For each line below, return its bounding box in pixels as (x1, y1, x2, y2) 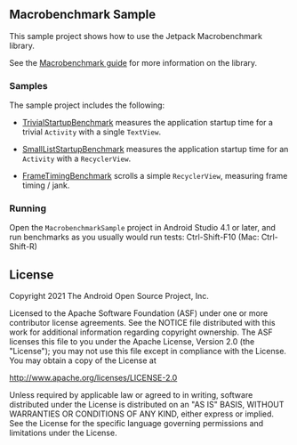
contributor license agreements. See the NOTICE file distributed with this (9, 318, 276, 328)
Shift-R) (9, 241, 38, 252)
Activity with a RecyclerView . (21, 153, 132, 164)
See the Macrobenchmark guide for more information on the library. (9, 57, 258, 68)
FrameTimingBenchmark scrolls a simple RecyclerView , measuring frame (21, 171, 288, 182)
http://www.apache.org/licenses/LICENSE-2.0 (9, 373, 178, 384)
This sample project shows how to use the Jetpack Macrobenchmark (9, 30, 263, 41)
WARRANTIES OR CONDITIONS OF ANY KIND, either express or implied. (9, 409, 274, 419)
